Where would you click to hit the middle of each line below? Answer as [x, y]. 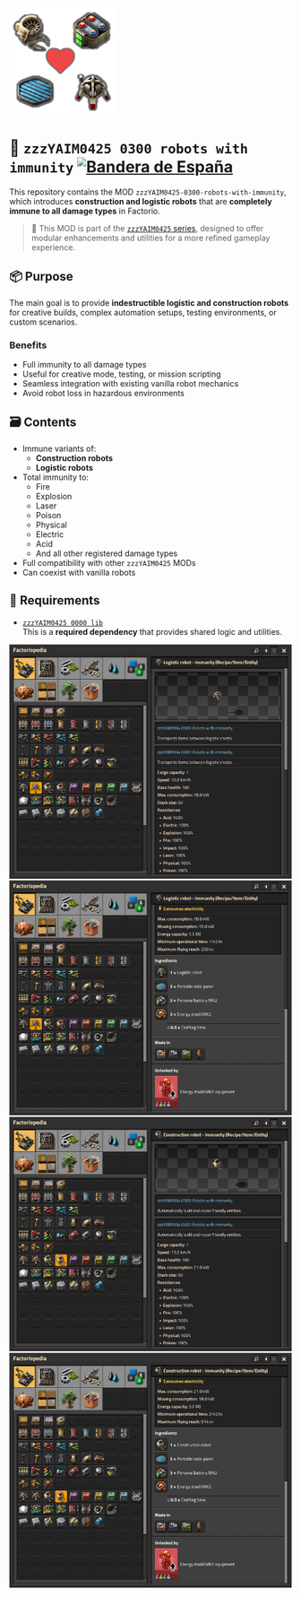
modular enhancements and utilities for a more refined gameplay [150, 238]
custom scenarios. [43, 322]
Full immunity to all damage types [84, 365]
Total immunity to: [56, 477]
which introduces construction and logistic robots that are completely [141, 201]
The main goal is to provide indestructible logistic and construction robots [149, 302]
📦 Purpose [41, 277]
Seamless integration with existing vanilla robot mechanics [130, 384]
